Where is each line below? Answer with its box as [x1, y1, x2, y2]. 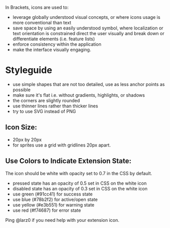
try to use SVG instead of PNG [12, 108, 76, 114]
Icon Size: [5, 123, 37, 132]
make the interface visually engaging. [12, 47, 91, 52]
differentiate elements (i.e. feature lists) [12, 36, 95, 42]
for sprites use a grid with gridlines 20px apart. [12, 142, 111, 148]
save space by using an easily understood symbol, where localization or [12, 25, 163, 31]
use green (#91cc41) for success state [12, 191, 93, 197]
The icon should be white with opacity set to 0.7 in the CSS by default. [5, 170, 152, 176]
